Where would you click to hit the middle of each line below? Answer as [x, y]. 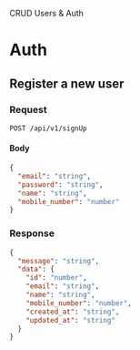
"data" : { [36, 269]
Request [28, 109]
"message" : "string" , [59, 261]
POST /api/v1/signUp [49, 128]
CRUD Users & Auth [47, 13]
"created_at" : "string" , [73, 312]
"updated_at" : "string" [71, 320]
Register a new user [67, 83]
